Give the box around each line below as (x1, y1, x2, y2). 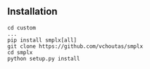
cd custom (7, 24, 37, 31)
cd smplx (7, 49, 33, 56)
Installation (7, 6, 58, 18)
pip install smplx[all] (7, 37, 77, 44)
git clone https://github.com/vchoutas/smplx (7, 42, 143, 50)
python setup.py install (7, 55, 80, 62)
